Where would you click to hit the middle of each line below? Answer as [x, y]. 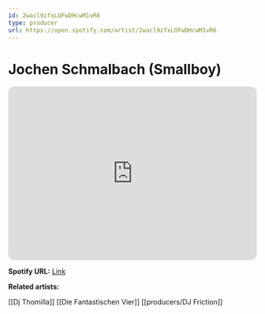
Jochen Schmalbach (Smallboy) [115, 69]
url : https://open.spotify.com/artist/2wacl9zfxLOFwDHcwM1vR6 [112, 30]
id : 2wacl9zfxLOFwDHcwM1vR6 [54, 15]
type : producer [33, 23]
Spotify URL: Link [37, 271]
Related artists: [34, 287]
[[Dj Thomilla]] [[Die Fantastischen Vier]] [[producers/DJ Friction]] [116, 302]
